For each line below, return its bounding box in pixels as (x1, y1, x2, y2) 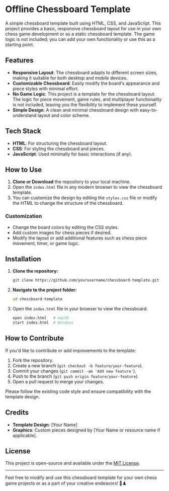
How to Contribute (5, 334, 64, 343)
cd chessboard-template (12, 297, 63, 302)
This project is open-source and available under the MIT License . (5, 460, 140, 466)
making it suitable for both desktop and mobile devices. (12, 74, 128, 81)
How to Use (5, 165, 42, 174)
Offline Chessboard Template (5, 4, 131, 15)
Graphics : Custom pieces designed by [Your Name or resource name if (12, 427, 160, 433)
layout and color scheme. (37, 112, 91, 118)
